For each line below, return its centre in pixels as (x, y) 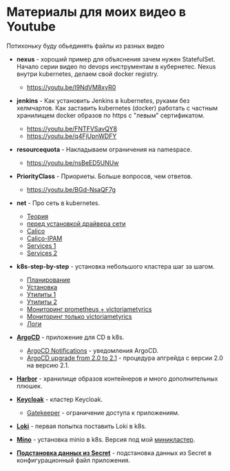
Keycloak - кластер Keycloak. (60, 399)
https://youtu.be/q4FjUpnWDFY (72, 136)
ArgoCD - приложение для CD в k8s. (70, 337)
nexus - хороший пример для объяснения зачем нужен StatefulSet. (116, 59)
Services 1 (41, 245)
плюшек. (29, 386)
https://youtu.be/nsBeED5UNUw (73, 162)
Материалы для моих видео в (96, 12)
